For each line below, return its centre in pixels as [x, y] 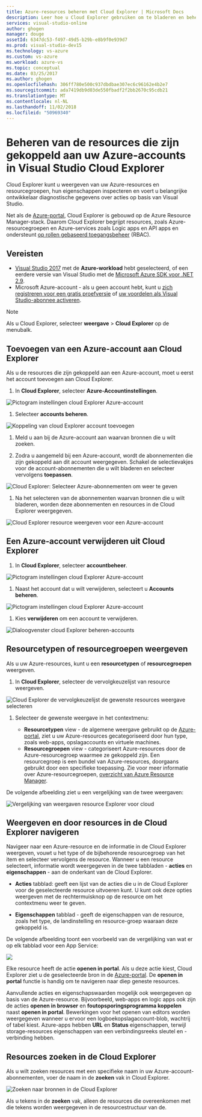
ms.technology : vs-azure [37, 51]
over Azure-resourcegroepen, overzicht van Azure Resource [99, 774]
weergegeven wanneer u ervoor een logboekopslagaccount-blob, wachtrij [98, 1019]
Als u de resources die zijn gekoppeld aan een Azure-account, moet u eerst [100, 372]
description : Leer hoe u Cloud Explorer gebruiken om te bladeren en [95, 17]
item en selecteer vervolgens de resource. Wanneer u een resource [90, 859]
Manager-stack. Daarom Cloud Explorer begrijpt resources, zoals [87, 222]
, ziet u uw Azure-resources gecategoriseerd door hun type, [113, 736]
